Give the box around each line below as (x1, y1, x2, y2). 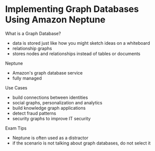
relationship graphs (12, 45, 52, 51)
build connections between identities (12, 94, 88, 100)
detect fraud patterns (12, 110, 56, 116)
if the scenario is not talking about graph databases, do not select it (12, 140, 151, 146)
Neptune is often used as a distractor (12, 135, 88, 141)
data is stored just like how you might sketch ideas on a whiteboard (12, 40, 150, 46)
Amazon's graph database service (12, 70, 83, 75)
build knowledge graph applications (12, 105, 86, 111)
